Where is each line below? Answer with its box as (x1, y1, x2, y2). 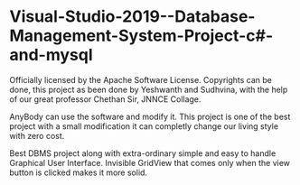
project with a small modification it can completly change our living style (9, 120, 278, 132)
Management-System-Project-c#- (9, 25, 274, 46)
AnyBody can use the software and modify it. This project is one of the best (9, 111, 291, 122)
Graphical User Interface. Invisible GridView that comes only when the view (9, 157, 291, 168)
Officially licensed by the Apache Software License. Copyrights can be (9, 74, 273, 85)
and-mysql (9, 45, 93, 65)
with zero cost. (9, 130, 65, 141)
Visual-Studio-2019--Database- (9, 6, 256, 27)
